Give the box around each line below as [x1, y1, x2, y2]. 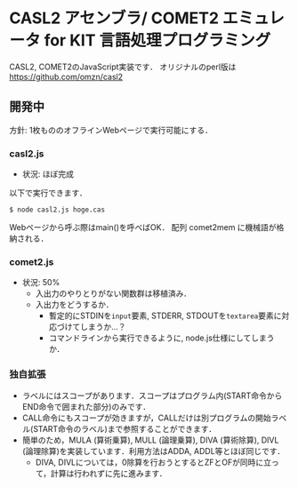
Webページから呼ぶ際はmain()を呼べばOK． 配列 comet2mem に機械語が [9, 222, 278, 233]
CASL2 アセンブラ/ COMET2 [9, 8, 220, 28]
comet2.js [9, 255, 54, 267]
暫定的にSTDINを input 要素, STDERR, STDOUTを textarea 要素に [48, 310, 282, 321]
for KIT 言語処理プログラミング [44, 30, 271, 51]
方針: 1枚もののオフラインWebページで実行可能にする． [9, 124, 213, 135]
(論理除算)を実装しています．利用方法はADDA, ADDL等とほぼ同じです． [21, 445, 286, 456]
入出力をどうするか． [35, 299, 114, 310]
